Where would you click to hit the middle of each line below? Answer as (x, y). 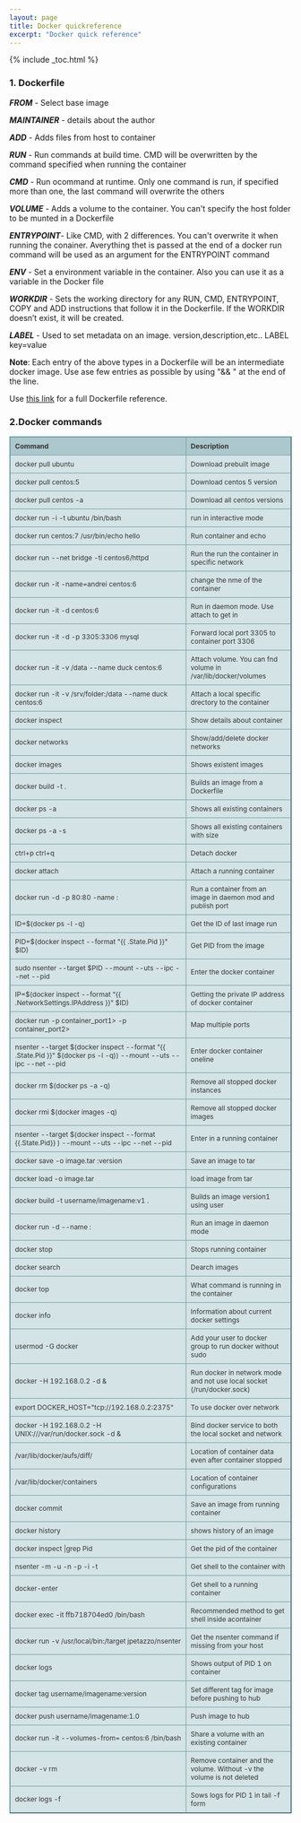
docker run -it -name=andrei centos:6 (76, 584)
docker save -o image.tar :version (69, 1161)
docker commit (39, 1509)
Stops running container (228, 1249)
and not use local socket (229, 1380)
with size (205, 835)
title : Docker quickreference (66, 26)
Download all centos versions (237, 500)
